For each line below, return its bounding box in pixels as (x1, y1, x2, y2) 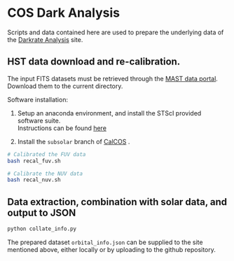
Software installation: (7, 95, 69, 104)
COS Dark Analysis (7, 5, 121, 21)
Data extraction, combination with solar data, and (7, 196, 228, 208)
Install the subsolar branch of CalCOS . (17, 137, 130, 146)
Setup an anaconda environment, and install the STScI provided (17, 108, 202, 117)
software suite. (17, 116, 61, 125)
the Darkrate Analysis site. (7, 35, 83, 43)
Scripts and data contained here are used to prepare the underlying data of (7, 28, 224, 36)
